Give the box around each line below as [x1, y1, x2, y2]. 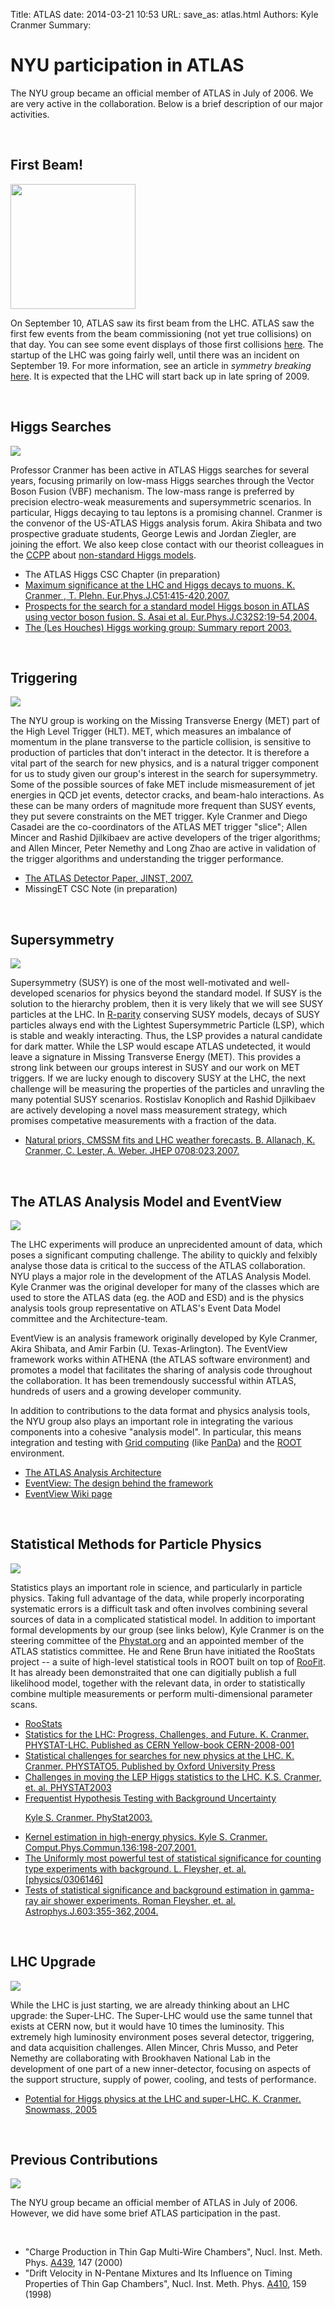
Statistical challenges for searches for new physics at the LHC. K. [24, 1749, 295, 1761]
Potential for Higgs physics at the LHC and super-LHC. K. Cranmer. [24, 2092, 302, 2104]
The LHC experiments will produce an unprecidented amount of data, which [10, 1239, 323, 1250]
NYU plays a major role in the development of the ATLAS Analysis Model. [10, 1270, 312, 1282]
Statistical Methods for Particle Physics [10, 1536, 262, 1553]
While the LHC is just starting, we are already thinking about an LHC [10, 1999, 290, 2011]
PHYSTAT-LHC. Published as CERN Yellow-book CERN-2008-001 [24, 1739, 295, 1751]
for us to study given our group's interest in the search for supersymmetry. [10, 768, 318, 780]
